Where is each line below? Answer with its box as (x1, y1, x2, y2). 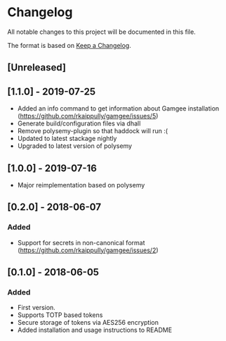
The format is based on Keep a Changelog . (7, 41, 131, 49)
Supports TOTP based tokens (17, 311, 103, 319)
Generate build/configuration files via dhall (17, 119, 141, 128)
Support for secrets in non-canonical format (17, 238, 145, 247)
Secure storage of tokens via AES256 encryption (17, 318, 159, 327)
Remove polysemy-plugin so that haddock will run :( (17, 127, 168, 135)
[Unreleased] (7, 61, 67, 74)
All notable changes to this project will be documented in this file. (7, 27, 197, 36)
